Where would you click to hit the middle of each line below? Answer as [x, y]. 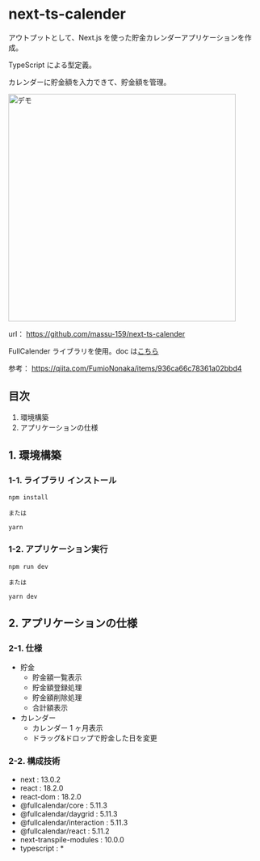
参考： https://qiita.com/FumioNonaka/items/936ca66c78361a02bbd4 [125, 368]
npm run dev [28, 566]
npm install [28, 498]
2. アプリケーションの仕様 [73, 623]
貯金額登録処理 [57, 688]
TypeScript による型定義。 [52, 65]
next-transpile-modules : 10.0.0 [72, 839]
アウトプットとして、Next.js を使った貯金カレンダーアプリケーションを [126, 37]
